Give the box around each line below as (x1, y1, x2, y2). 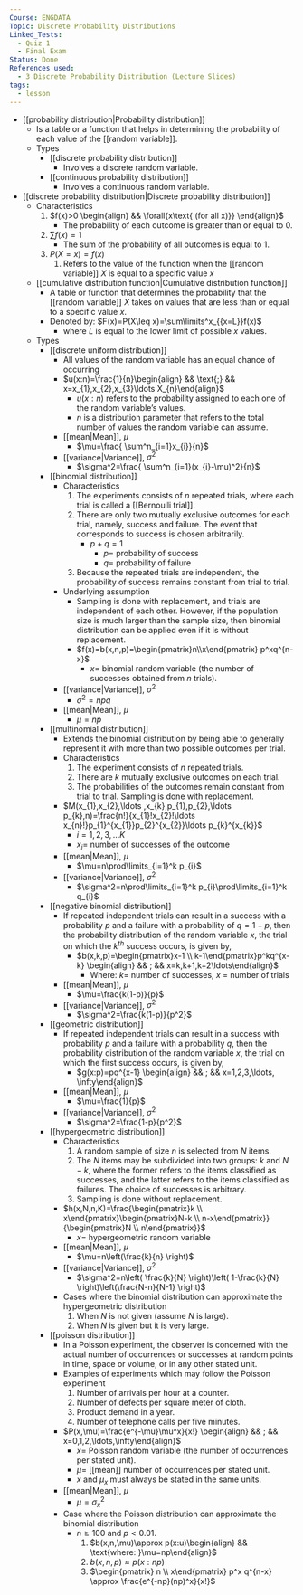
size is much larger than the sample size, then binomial (76, 615, 281, 626)
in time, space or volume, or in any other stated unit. (62, 1358, 258, 1369)
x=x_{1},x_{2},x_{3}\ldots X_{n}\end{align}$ (62, 383, 224, 394)
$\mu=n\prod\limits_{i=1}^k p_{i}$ (76, 860, 202, 871)
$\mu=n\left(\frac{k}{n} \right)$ (76, 1250, 194, 1262)
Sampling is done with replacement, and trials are (76, 596, 261, 607)
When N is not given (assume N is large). (76, 1310, 229, 1321)
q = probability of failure (103, 557, 192, 568)
